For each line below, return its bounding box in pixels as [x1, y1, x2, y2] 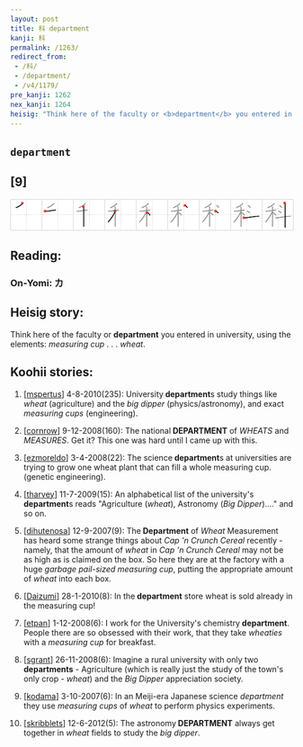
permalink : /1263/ [10, 43, 79, 52]
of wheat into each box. [22, 572, 111, 584]
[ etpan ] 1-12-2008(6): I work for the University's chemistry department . [22, 617, 290, 628]
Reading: [10, 247, 62, 263]
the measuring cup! [22, 599, 96, 611]
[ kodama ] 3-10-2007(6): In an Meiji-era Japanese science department [22, 690, 284, 701]
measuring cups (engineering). [22, 408, 138, 418]
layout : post [10, 14, 59, 23]
